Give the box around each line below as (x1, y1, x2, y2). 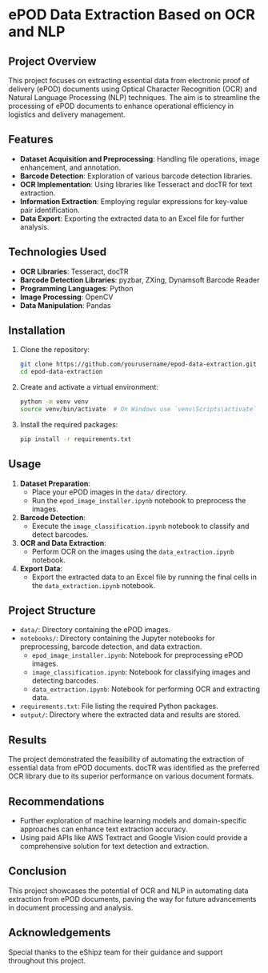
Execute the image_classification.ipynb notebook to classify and (31, 521, 250, 531)
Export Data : (19, 563, 62, 573)
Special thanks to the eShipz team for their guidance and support (8, 947, 223, 957)
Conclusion (8, 864, 67, 878)
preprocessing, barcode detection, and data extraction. (19, 642, 202, 651)
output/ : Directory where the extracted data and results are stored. (19, 710, 242, 719)
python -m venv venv (19, 398, 89, 406)
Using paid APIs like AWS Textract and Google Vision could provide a (19, 833, 248, 843)
